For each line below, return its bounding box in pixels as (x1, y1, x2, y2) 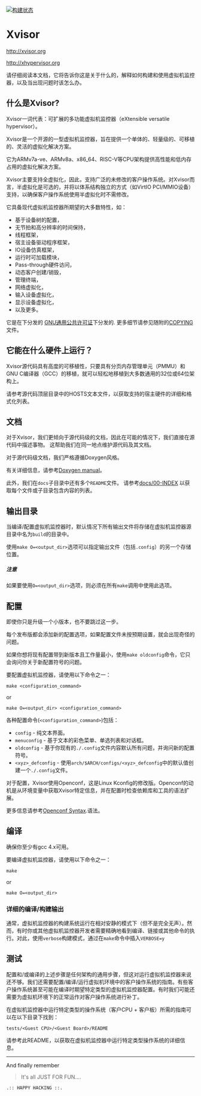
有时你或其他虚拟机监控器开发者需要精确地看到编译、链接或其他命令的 (16, 927, 190, 934)
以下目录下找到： (16, 1013, 59, 1021)
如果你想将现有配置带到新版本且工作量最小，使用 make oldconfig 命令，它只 (6, 651, 191, 658)
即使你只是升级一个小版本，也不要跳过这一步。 (6, 618, 121, 625)
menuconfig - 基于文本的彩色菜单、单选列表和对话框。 (14, 736, 147, 743)
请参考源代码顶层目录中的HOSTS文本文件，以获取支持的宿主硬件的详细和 (6, 390, 187, 397)
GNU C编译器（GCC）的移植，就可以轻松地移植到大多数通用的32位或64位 (6, 370, 190, 377)
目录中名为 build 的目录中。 (6, 530, 72, 538)
